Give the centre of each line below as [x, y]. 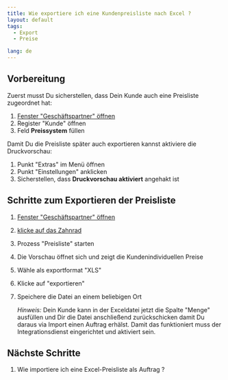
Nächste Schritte [44, 353]
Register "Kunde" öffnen [51, 123]
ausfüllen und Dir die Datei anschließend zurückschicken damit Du [111, 317]
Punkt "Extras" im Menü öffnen [61, 164]
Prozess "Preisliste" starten [55, 243]
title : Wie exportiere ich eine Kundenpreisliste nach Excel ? [99, 13]
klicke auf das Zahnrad [49, 230]
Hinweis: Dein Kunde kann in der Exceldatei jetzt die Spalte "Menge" [113, 309]
